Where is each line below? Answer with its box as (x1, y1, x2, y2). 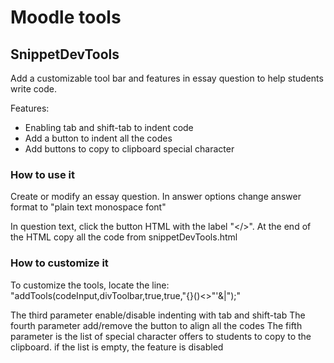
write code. (10, 83, 57, 95)
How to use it (10, 167, 75, 181)
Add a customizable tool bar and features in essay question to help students (10, 72, 324, 84)
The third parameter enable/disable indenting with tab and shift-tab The (10, 309, 306, 321)
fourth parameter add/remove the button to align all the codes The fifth (10, 319, 303, 331)
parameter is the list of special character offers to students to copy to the (10, 330, 312, 342)
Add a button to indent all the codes (24, 132, 173, 144)
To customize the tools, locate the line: (10, 279, 170, 291)
